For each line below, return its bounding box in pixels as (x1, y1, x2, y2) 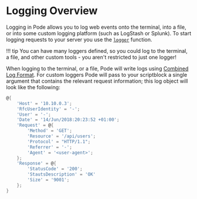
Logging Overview (6, 4, 98, 18)
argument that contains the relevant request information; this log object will (6, 77, 188, 85)
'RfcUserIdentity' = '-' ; (16, 106, 81, 112)
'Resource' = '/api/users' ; (27, 133, 96, 139)
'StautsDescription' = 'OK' (27, 171, 96, 177)
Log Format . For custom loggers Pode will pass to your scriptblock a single (6, 71, 188, 78)
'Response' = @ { (16, 160, 57, 167)
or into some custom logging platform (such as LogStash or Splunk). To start (6, 29, 192, 36)
